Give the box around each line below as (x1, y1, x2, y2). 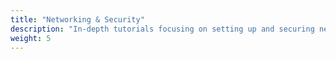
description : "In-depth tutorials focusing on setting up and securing (10, 24, 315, 34)
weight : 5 (10, 33, 52, 43)
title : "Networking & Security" (10, 14, 145, 25)
